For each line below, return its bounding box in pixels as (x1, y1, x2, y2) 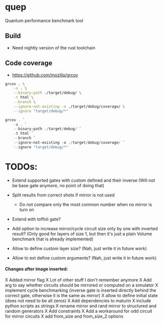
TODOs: (5, 161, 38, 172)
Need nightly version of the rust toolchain (12, 44, 96, 50)
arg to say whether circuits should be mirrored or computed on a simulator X (5, 282, 159, 288)
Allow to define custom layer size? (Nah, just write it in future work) (12, 245, 147, 251)
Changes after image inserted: (5, 266, 68, 272)
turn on (19, 207, 34, 213)
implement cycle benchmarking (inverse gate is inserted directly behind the (5, 287, 157, 293)
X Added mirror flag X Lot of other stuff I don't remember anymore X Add (5, 277, 152, 282)
